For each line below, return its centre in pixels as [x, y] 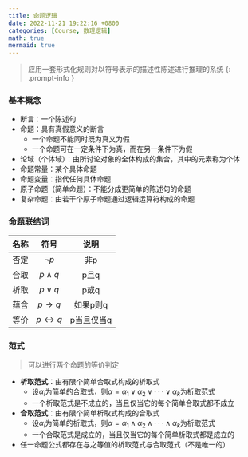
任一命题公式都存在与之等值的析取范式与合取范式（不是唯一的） [124, 444]
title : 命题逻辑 [33, 16]
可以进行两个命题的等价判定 [73, 365]
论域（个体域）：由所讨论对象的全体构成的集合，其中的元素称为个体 [130, 159]
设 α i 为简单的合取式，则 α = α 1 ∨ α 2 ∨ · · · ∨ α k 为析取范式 [123, 392]
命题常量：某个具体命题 [58, 169]
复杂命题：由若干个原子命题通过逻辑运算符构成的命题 [107, 199]
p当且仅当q [91, 320]
